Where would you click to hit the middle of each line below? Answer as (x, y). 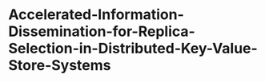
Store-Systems (60, 66)
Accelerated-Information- (96, 15)
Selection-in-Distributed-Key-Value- (133, 49)
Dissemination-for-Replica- (102, 31)
